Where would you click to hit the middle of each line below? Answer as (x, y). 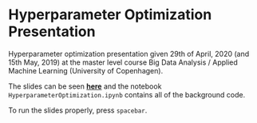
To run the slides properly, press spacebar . (78, 110)
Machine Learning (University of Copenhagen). (86, 70)
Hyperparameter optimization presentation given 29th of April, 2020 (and (129, 54)
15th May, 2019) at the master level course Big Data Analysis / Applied (123, 62)
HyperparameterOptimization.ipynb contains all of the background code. (127, 94)
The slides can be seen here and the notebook (85, 86)
